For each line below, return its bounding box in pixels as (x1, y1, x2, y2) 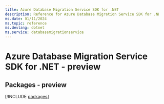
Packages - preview (5, 81, 67, 89)
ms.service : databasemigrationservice (5, 30, 84, 35)
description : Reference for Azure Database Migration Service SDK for (5, 12, 152, 17)
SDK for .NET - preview (5, 62, 101, 72)
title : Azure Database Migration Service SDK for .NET (5, 7, 119, 12)
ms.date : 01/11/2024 (5, 16, 47, 21)
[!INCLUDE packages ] (5, 94, 49, 99)
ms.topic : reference (5, 21, 47, 26)
